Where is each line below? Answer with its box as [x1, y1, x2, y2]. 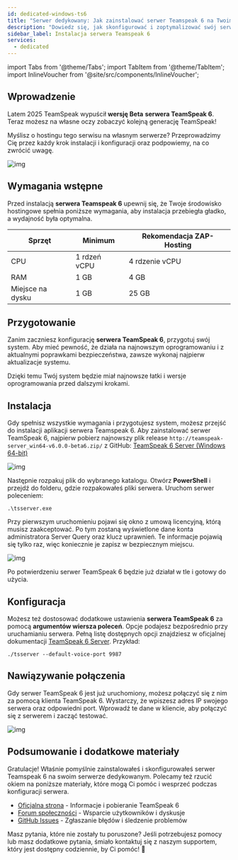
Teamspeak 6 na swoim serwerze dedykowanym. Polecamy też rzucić [7, 772, 212, 781]
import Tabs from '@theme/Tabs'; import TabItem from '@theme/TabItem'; [7, 63, 225, 71]
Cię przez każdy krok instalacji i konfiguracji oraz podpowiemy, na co [7, 138, 210, 147]
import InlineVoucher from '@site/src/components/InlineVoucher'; [7, 70, 200, 79]
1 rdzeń [75, 252, 101, 262]
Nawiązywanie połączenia [7, 670, 125, 682]
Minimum [82, 235, 115, 245]
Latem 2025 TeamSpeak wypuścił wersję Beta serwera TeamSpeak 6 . [7, 109, 215, 118]
